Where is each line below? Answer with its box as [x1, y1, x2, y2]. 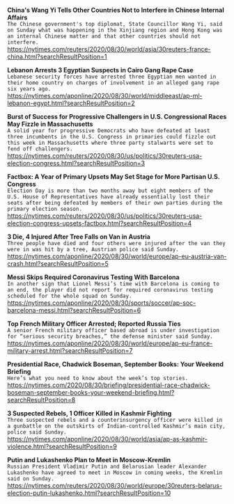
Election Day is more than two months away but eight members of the [7, 187, 214, 194]
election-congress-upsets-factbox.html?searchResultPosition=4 [7, 219, 192, 227]
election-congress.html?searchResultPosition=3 [7, 159, 145, 167]
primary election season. [7, 205, 82, 212]
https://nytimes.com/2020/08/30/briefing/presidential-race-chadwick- [7, 381, 211, 389]
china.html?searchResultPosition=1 [7, 52, 107, 61]
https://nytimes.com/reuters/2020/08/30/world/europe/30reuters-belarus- [7, 482, 223, 489]
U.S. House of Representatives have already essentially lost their [7, 194, 210, 200]
